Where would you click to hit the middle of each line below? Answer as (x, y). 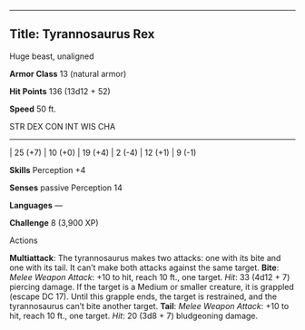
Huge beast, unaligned (52, 56)
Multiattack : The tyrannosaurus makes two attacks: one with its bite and (145, 257)
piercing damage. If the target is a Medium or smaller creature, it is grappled (152, 286)
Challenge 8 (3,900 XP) (54, 222)
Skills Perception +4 (48, 170)
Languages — (36, 205)
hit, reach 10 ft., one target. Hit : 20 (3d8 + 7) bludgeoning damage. (134, 315)
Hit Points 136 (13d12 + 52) (60, 91)
